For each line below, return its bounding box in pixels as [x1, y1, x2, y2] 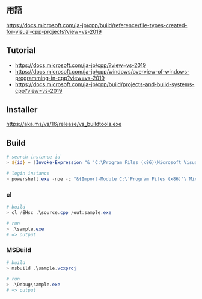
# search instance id [6, 154, 61, 160]
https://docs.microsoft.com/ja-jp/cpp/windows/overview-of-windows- [14, 68, 190, 75]
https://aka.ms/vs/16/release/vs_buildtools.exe [6, 121, 122, 128]
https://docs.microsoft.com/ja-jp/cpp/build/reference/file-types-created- [6, 21, 188, 28]
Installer [6, 104, 38, 115]
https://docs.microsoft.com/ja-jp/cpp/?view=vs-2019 [14, 61, 146, 69]
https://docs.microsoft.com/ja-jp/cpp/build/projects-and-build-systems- [14, 80, 195, 88]
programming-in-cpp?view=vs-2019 [14, 74, 105, 81]
